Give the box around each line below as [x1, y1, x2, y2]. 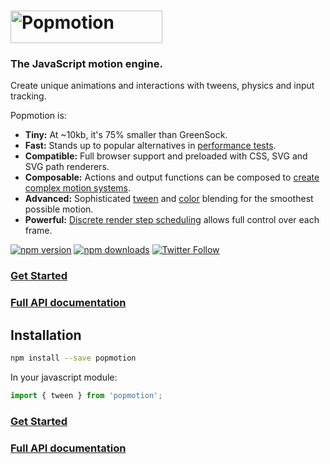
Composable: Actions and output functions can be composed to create [24, 171, 320, 184]
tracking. [10, 90, 47, 102]
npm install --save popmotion [10, 353, 137, 364]
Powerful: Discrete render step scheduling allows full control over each [24, 214, 320, 226]
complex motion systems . [24, 182, 132, 194]
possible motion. [24, 203, 94, 215]
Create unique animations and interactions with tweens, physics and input [10, 80, 315, 92]
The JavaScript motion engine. [10, 57, 163, 71]
